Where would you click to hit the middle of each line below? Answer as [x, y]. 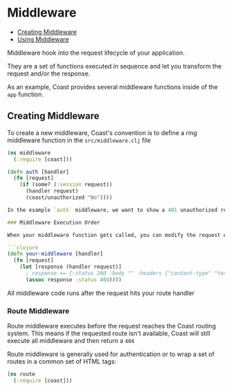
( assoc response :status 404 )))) [74, 280]
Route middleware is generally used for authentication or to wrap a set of [111, 354]
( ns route [21, 374]
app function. [25, 94]
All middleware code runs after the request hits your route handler [101, 293]
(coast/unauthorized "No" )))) [69, 197]
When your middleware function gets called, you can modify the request [114, 235]
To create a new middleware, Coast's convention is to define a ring [102, 132]
